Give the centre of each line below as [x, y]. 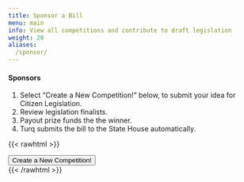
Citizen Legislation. [51, 104]
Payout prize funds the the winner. [76, 120]
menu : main [26, 23]
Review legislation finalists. [64, 112]
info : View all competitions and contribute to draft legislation [120, 30]
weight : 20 [26, 38]
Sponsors [25, 78]
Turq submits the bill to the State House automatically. [108, 129]
